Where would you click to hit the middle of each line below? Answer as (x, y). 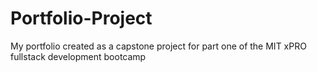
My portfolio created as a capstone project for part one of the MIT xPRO (158, 46)
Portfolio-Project (81, 18)
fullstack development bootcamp (78, 56)
